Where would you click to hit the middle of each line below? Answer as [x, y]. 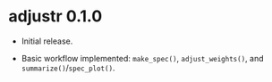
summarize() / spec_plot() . [68, 68]
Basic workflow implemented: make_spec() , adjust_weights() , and [143, 58]
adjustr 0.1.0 [55, 16]
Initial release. [47, 41]
